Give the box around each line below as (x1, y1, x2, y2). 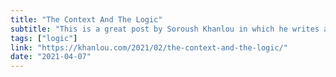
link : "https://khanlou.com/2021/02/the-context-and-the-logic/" (10, 42, 288, 53)
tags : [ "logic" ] (10, 33, 78, 43)
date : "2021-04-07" (10, 52, 92, 62)
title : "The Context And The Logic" (10, 14, 163, 25)
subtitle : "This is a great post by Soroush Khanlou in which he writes (10, 24, 320, 34)
